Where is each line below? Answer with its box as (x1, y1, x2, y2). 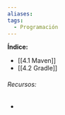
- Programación (13, 23, 59, 30)
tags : (7, 17, 23, 24)
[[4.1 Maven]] (17, 56, 57, 65)
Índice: (7, 43, 28, 52)
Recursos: (7, 80, 37, 88)
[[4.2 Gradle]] (17, 64, 58, 73)
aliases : (7, 10, 33, 18)
